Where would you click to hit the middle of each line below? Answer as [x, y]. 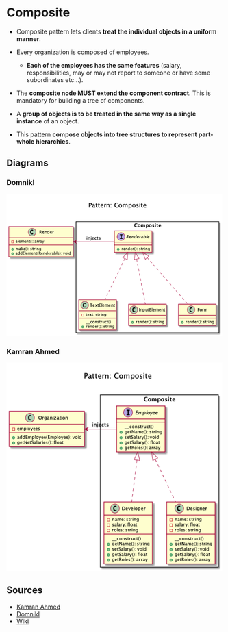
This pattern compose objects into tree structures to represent [107, 134]
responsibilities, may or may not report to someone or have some [118, 73]
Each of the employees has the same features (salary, [104, 65]
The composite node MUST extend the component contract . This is [114, 93]
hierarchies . [53, 141]
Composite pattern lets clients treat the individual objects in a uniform [116, 31]
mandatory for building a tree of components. [80, 100]
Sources [25, 590]
